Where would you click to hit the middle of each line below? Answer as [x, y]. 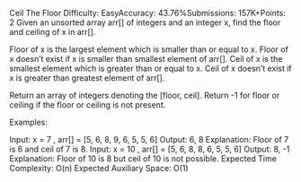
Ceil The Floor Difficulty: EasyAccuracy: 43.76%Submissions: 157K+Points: [147, 13]
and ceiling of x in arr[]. [53, 32]
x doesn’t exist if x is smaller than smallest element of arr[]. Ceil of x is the [146, 59]
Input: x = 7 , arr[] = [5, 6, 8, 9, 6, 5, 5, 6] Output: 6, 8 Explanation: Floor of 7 [149, 139]
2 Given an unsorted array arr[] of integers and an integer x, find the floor [145, 22]
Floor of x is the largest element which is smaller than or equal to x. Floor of [149, 49]
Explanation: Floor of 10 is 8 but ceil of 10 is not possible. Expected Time [143, 159]
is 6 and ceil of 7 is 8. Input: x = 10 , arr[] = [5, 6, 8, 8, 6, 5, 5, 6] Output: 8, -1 [150, 149]
